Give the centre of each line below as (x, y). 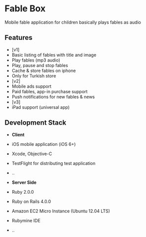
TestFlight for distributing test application (54, 163)
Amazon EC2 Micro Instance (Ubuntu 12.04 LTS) (61, 211)
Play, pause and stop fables (40, 65)
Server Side (24, 182)
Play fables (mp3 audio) (36, 60)
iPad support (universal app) (41, 107)
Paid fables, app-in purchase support (50, 91)
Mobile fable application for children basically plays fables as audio (73, 22)
